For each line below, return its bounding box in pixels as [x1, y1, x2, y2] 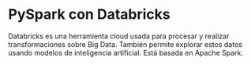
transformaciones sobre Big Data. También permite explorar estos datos [8, 39, 243, 49]
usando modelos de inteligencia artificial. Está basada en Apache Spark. [8, 48, 243, 57]
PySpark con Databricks [8, 5, 171, 23]
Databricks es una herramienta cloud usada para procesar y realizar [8, 31, 230, 41]
